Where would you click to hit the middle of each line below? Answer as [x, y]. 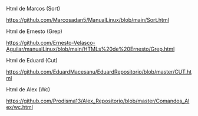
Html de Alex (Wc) [28, 90]
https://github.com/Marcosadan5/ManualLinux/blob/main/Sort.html [88, 20]
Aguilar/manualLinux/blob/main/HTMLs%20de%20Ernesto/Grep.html [90, 49]
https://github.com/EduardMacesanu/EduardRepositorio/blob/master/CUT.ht [99, 72]
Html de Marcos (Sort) [33, 9]
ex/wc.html [20, 107]
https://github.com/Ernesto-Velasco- [51, 43]
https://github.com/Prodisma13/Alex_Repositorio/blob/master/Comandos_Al [98, 101]
